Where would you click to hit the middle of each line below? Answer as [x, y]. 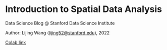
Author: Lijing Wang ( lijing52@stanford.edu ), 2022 [58, 32]
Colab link [16, 42]
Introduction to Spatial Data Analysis [84, 9]
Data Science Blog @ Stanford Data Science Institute [60, 23]
